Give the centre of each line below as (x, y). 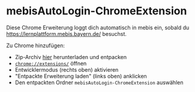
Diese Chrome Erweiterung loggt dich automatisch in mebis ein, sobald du (98, 27)
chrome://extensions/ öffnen (51, 63)
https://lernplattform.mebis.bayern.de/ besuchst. (67, 33)
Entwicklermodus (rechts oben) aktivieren (67, 69)
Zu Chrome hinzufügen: (35, 45)
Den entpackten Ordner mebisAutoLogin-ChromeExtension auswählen (99, 82)
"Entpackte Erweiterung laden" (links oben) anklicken (81, 76)
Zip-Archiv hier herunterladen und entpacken (71, 57)
